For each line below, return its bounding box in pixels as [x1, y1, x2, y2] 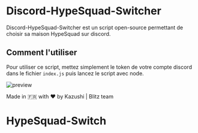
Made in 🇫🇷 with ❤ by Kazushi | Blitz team [6, 92, 114, 100]
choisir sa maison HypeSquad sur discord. [6, 30, 111, 37]
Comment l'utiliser [6, 48, 77, 58]
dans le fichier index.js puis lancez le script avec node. [6, 70, 144, 77]
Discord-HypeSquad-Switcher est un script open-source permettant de [6, 24, 184, 31]
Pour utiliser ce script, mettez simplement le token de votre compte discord [6, 63, 192, 70]
